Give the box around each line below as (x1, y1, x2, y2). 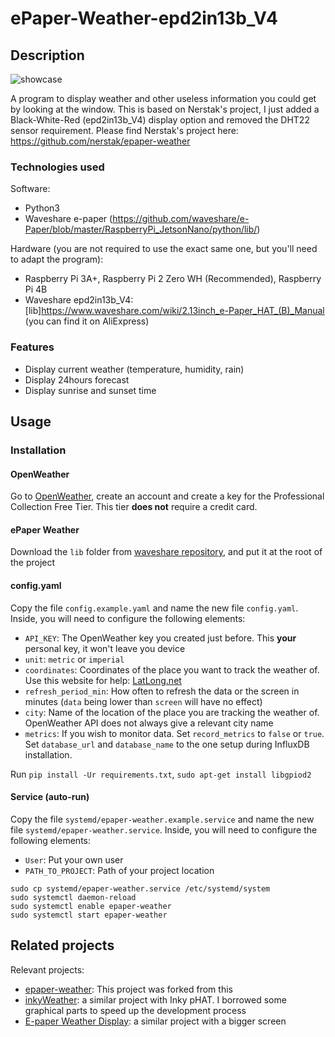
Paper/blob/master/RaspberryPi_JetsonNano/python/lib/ (24, 223, 258, 236)
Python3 (24, 202, 60, 214)
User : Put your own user (24, 853, 124, 866)
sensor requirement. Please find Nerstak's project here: (10, 125, 239, 136)
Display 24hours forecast (24, 373, 130, 386)
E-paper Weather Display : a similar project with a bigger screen (24, 1015, 287, 1027)
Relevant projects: (10, 963, 85, 976)
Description (10, 47, 85, 64)
